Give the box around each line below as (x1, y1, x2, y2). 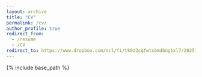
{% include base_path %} (6, 64, 70, 71)
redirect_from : (6, 31, 44, 37)
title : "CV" (6, 14, 36, 20)
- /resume (11, 36, 36, 42)
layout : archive (6, 8, 47, 15)
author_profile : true (6, 25, 61, 32)
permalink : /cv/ (6, 20, 47, 26)
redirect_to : (6, 48, 39, 54)
